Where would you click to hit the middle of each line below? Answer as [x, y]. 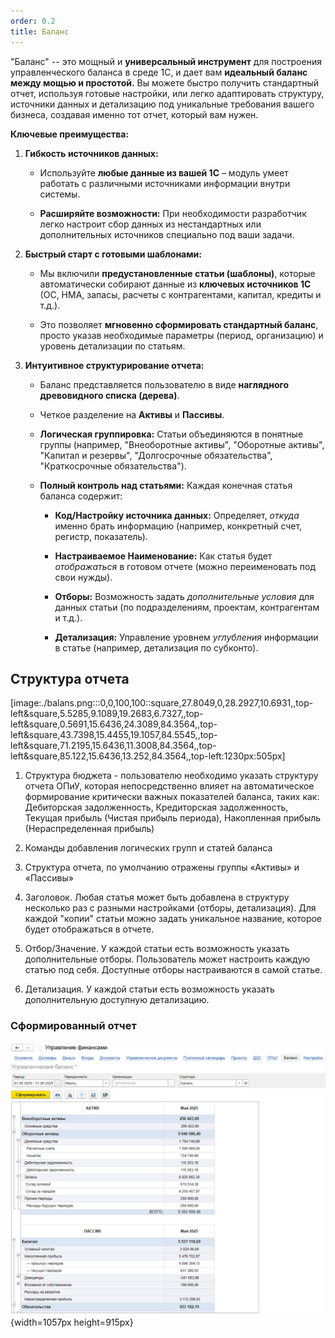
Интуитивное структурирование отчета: [114, 365]
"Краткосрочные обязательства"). [113, 466]
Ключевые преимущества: [70, 134]
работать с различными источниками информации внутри [165, 183]
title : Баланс [40, 31]
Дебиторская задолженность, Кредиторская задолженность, [156, 807]
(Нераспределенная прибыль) [89, 829]
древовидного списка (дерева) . [109, 395]
